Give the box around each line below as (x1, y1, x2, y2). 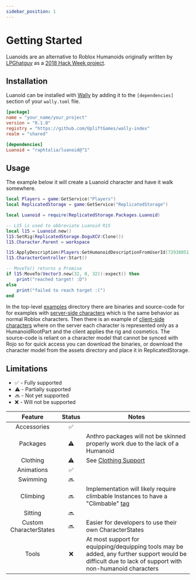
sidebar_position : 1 (6, 8, 57, 15)
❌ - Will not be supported (14, 399, 76, 406)
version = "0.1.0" (6, 120, 51, 126)
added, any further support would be (86, 550, 187, 558)
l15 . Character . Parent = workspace (6, 239, 90, 245)
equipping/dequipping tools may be (86, 543, 184, 551)
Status (62, 413, 80, 421)
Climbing (20, 492, 45, 500)
